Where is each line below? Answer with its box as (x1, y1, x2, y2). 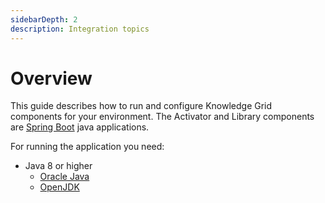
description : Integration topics (10, 24, 150, 34)
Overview (10, 67, 93, 90)
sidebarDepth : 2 (10, 14, 78, 25)
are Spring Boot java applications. (10, 121, 150, 133)
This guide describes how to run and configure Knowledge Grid (10, 100, 273, 112)
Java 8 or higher (24, 160, 93, 172)
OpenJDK (39, 181, 80, 193)
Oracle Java (39, 171, 90, 183)
